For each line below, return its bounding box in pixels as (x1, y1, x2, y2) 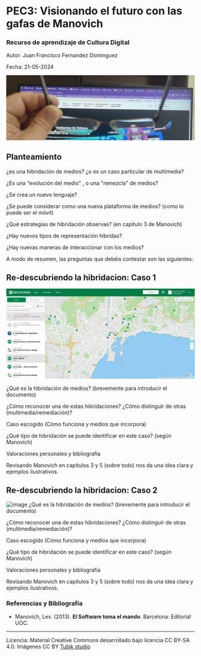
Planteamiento (6, 152, 62, 162)
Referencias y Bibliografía (6, 599, 83, 608)
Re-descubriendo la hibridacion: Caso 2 (6, 485, 158, 495)
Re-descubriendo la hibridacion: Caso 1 (6, 272, 157, 282)
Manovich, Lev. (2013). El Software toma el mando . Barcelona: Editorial (14, 613, 191, 620)
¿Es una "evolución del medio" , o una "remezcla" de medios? (6, 179, 159, 187)
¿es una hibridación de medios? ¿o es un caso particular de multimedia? (6, 167, 184, 175)
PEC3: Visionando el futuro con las (6, 4, 182, 18)
